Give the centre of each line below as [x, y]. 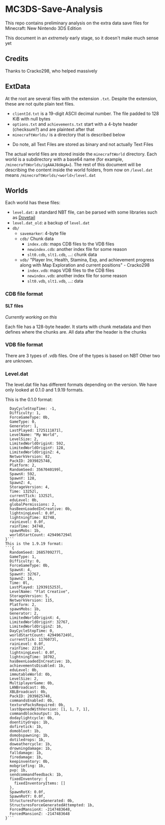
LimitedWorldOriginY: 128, [38, 448]
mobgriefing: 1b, [28, 766]
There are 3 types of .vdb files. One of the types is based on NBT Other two [83, 355]
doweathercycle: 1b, [31, 744]
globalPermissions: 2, [33, 505]
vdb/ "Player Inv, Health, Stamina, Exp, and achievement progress [87, 260]
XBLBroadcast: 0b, [29, 692]
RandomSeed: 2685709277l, [37, 553]
